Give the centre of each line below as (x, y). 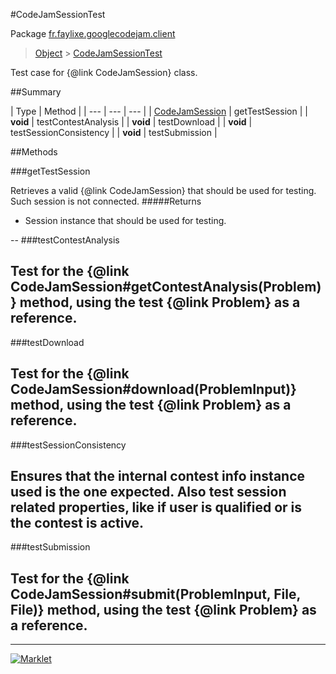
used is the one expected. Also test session (148, 492)
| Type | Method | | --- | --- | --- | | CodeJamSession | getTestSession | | (159, 111)
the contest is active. (77, 523)
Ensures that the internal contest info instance (158, 476)
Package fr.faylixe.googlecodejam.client (93, 33)
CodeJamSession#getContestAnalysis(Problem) (166, 287)
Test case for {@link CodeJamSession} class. (104, 72)
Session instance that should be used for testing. (125, 220)
